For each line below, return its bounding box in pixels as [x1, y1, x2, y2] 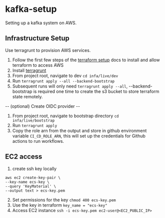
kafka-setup [5, 3, 57, 15]
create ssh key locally [12, 166, 57, 172]
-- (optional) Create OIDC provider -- [5, 103, 81, 109]
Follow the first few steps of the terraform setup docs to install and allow [12, 57, 160, 63]
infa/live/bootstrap [12, 118, 55, 123]
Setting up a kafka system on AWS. [5, 20, 77, 26]
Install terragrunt [12, 67, 46, 73]
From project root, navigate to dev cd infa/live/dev [12, 73, 119, 79]
